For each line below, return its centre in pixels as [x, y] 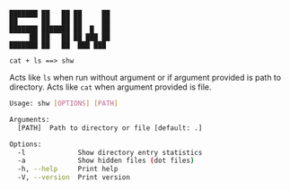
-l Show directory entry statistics [110, 152]
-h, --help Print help [68, 169]
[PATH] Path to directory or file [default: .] [110, 128]
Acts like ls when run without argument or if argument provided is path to [145, 78]
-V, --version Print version [74, 177]
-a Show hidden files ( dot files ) [106, 161]
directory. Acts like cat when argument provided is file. [111, 87]
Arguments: [30, 119]
